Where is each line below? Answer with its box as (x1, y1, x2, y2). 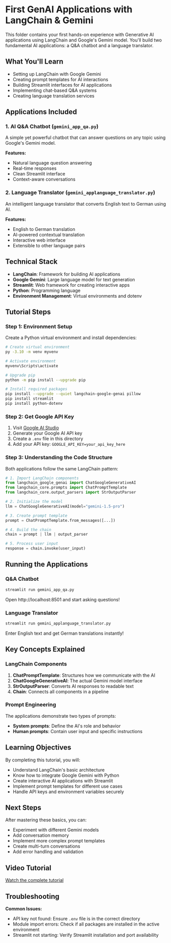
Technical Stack (5, 258, 58, 266)
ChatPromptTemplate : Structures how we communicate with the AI (12, 672, 155, 678)
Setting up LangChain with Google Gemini (12, 71, 101, 77)
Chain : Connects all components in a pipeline (12, 689, 109, 695)
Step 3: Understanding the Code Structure (5, 454, 113, 461)
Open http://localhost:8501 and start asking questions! (5, 596, 120, 602)
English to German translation (12, 226, 75, 232)
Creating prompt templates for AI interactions (12, 76, 109, 83)
